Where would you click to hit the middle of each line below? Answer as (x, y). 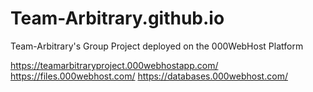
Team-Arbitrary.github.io (117, 18)
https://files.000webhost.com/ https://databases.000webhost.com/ (149, 76)
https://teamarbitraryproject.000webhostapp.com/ (114, 65)
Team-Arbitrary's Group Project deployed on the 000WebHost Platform (157, 46)
